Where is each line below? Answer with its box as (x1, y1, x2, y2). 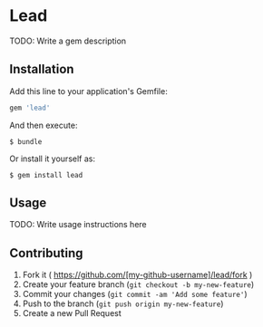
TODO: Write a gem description (9, 35, 127, 46)
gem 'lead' (9, 103, 51, 112)
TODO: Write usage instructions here (9, 219, 147, 230)
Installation (9, 62, 74, 77)
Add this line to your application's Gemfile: (9, 85, 168, 96)
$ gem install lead (9, 170, 83, 179)
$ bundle (9, 137, 43, 146)
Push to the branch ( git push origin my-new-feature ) (22, 298, 224, 309)
